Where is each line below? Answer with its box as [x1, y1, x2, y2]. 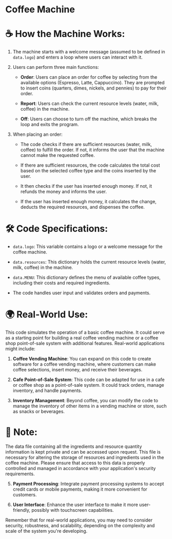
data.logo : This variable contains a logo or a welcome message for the [12, 243, 163, 250]
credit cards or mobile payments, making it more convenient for [12, 486, 147, 492]
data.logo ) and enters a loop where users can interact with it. [12, 54, 143, 60]
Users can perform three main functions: [12, 64, 99, 70]
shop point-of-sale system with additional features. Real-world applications [5, 340, 165, 346]
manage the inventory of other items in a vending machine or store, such [12, 403, 167, 409]
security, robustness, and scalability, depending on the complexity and [5, 522, 155, 528]
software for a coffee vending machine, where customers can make [12, 361, 157, 367]
